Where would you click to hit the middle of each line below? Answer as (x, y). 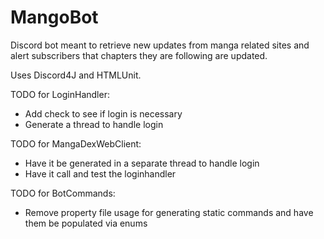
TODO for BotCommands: (63, 193)
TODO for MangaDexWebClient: (76, 143)
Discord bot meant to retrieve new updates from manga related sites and (160, 45)
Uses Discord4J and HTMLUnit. (76, 75)
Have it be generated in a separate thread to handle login (142, 163)
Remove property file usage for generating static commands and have (169, 212)
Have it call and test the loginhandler (100, 173)
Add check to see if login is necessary (103, 113)
